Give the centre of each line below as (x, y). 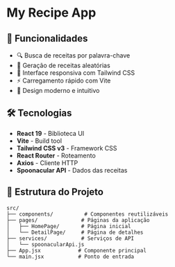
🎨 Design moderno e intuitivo (58, 91)
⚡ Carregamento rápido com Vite (64, 80)
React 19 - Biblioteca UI (50, 133)
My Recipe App (51, 13)
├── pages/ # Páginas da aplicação (78, 220)
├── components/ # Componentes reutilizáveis (87, 214)
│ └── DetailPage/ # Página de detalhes (75, 232)
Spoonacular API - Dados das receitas (72, 170)
